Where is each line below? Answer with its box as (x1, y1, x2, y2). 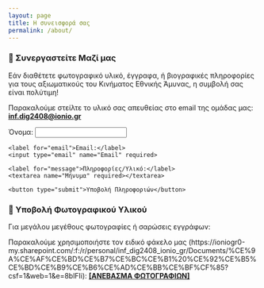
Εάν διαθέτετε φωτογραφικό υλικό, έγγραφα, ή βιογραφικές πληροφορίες (8, 71, 255, 80)
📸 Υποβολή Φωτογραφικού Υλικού (8, 204, 147, 215)
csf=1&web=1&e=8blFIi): (8, 271, 87, 280)
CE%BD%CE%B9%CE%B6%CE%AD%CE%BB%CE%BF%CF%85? (8, 263, 228, 272)
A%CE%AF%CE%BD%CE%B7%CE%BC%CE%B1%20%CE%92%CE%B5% (8, 254, 257, 263)
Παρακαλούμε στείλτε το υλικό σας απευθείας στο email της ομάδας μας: (8, 102, 254, 112)
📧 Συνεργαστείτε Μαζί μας (8, 52, 117, 63)
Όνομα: (8, 127, 33, 136)
